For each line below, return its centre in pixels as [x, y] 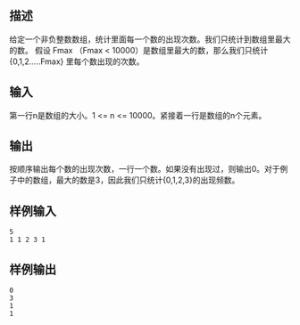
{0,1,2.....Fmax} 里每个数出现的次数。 [77, 61]
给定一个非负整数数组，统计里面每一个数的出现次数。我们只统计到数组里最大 [150, 39]
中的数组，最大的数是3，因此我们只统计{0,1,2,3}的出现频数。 [128, 180]
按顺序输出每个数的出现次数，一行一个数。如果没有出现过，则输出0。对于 [145, 169]
